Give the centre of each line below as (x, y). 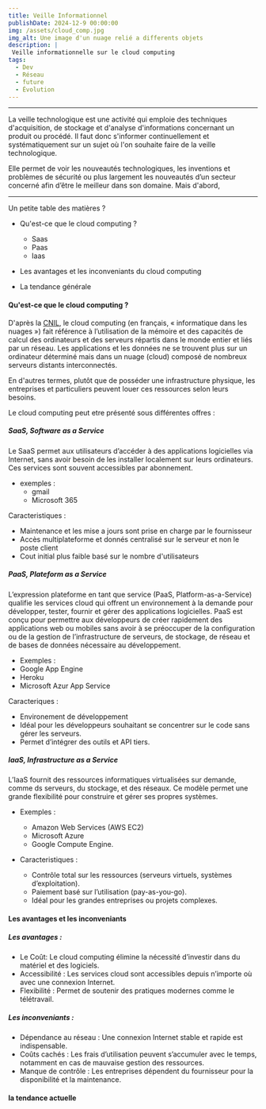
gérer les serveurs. (50, 733)
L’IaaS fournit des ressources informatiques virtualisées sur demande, (122, 780)
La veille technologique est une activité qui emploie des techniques (118, 119)
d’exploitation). (56, 883)
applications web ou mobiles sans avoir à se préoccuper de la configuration (132, 628)
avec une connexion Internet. (67, 983)
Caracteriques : (33, 701)
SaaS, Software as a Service (56, 431)
